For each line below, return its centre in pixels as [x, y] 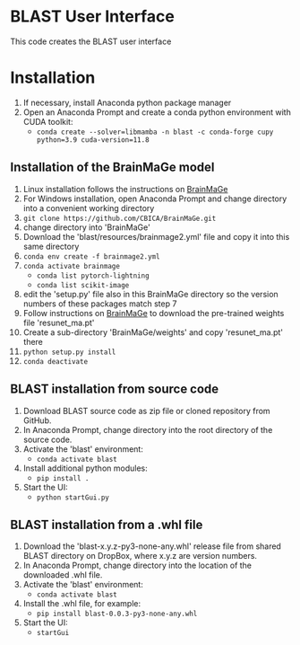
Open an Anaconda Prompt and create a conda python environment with [157, 112]
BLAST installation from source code [115, 389]
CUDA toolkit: [48, 121]
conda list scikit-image [83, 285]
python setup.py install [69, 352]
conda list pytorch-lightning [93, 276]
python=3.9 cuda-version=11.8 [93, 140]
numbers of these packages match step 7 [100, 304]
